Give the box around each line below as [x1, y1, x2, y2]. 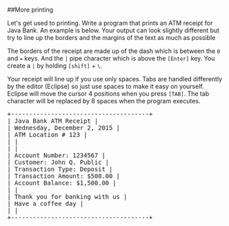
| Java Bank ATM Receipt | [7, 117, 99, 125]
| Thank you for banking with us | [7, 193, 128, 201]
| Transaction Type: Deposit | [7, 165, 113, 174]
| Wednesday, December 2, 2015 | [7, 124, 121, 132]
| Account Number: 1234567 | [7, 152, 106, 160]
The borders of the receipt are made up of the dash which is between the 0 [7, 47, 221, 55]
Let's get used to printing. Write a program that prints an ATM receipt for [7, 19, 213, 28]
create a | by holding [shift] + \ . [7, 61, 103, 70]
